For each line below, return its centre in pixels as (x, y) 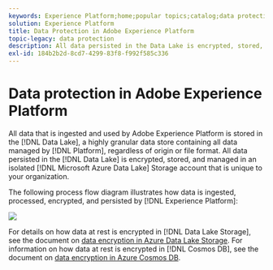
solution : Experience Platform (61, 24)
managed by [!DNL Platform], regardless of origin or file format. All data (128, 150)
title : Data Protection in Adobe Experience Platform (102, 31)
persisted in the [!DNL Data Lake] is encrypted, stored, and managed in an (133, 159)
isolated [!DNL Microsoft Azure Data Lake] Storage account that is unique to (135, 168)
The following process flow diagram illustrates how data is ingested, (122, 192)
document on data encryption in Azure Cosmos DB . (95, 257)
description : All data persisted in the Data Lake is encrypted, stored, (136, 46)
